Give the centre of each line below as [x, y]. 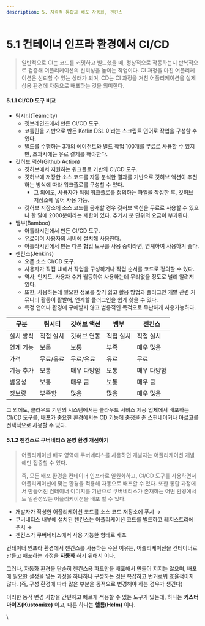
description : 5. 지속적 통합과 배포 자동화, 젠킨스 [65, 12]
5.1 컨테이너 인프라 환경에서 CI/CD [88, 44]
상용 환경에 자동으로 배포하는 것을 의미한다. [73, 85]
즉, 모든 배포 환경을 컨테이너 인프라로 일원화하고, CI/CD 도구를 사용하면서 [109, 476]
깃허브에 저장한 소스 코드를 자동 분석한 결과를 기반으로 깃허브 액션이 [105, 177]
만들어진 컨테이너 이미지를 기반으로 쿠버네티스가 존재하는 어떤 [102, 491]
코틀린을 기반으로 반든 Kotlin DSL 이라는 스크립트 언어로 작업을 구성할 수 [111, 131]
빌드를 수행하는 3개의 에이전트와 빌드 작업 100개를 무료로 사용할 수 [104, 146]
